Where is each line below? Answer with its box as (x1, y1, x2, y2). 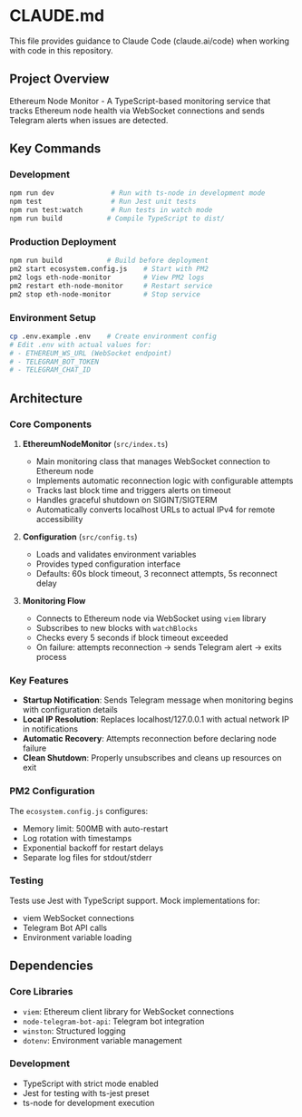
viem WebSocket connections (22, 912, 134, 923)
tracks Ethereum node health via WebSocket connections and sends (9, 105, 265, 116)
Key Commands (9, 141, 102, 157)
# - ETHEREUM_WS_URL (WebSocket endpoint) (9, 348, 172, 358)
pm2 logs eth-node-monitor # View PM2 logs (9, 273, 205, 282)
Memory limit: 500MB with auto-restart (22, 822, 169, 834)
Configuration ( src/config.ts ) (22, 531, 138, 542)
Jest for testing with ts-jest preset (22, 1087, 150, 1098)
